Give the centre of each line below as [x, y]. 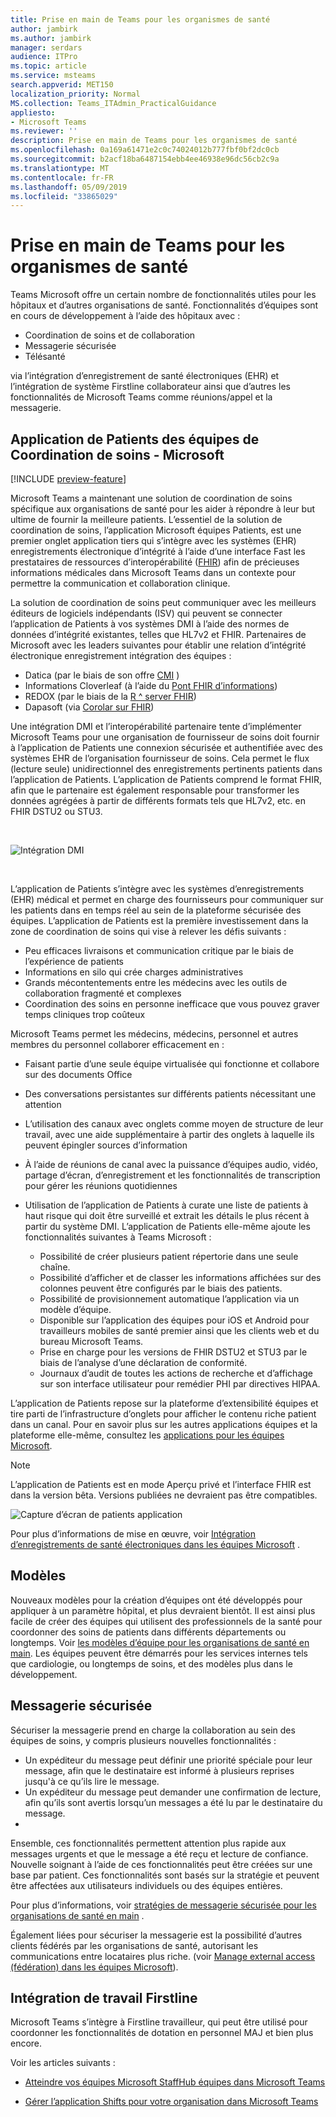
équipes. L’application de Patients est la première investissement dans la [159, 920]
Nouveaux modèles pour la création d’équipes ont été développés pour [156, 1600]
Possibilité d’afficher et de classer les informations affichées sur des [180, 1277]
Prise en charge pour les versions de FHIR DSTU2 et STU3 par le [173, 1352]
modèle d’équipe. [75, 1309]
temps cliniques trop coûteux [85, 1014]
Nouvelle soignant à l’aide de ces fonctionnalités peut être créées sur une [161, 1864]
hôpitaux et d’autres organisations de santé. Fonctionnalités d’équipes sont [164, 305]
